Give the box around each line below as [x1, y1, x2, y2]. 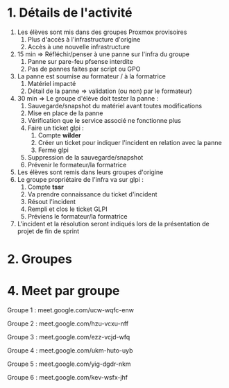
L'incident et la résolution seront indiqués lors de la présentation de [17, 219, 210, 228]
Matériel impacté [27, 79, 76, 87]
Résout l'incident [27, 197, 76, 205]
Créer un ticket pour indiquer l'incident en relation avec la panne [37, 138, 222, 146]
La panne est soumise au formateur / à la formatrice [17, 71, 167, 81]
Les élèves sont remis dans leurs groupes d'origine [17, 168, 164, 176]
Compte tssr [27, 183, 65, 191]
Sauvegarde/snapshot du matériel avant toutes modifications [27, 101, 203, 110]
